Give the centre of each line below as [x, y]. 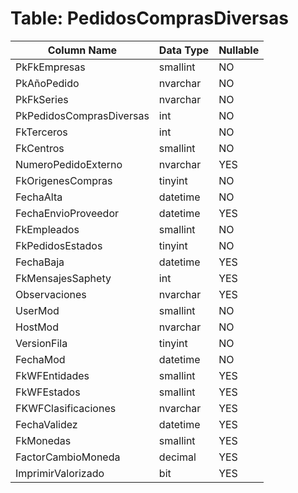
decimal [177, 457]
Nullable [239, 50]
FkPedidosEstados [59, 245]
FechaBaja [40, 262]
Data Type [184, 50]
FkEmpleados [47, 229]
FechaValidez [46, 424]
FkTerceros [41, 132]
